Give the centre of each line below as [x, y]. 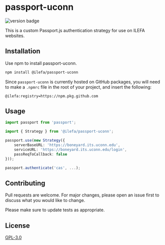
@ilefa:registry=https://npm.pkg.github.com [52, 96]
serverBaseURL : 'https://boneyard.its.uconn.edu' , [67, 145]
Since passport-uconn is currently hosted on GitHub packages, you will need [83, 82]
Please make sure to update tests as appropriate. [55, 210]
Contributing [25, 183]
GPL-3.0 [14, 238]
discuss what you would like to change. [45, 200]
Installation [23, 51]
